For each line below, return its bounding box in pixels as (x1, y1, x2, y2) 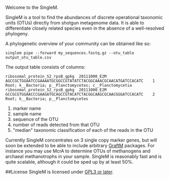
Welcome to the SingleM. (5, 5, 59, 10)
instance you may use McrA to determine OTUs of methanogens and (5, 148, 151, 154)
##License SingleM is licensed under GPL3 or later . (5, 169, 114, 175)
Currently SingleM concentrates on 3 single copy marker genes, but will (5, 137, 158, 143)
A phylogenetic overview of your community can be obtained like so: (5, 41, 151, 47)
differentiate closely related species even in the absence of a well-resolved (5, 25, 164, 31)
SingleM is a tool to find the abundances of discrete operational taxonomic (5, 14, 163, 20)
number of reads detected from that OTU (12, 122, 100, 128)
